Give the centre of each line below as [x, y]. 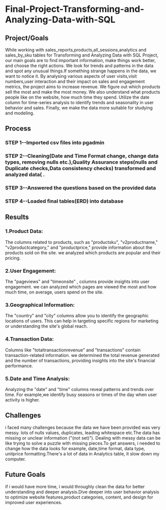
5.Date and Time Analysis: [38, 379]
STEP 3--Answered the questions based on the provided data [81, 188]
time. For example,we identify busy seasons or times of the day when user [81, 395]
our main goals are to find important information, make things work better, [81, 60]
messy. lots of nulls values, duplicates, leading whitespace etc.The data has [83, 433]
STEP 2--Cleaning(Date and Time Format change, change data [82, 156]
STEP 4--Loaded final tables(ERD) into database [64, 201]
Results [17, 217]
